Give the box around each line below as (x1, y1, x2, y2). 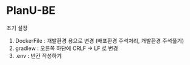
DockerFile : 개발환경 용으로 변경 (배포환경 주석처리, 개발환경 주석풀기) (15, 37, 185, 44)
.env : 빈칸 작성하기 (15, 52, 62, 59)
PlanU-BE (6, 4, 56, 17)
